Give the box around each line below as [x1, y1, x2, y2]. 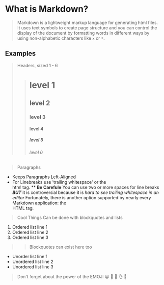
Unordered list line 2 [12, 259, 54, 265]
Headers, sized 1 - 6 [17, 62, 58, 68]
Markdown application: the [12, 200, 66, 206]
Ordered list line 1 [12, 224, 48, 230]
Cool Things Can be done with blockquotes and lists [17, 214, 123, 221]
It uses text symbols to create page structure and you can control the [17, 24, 157, 30]
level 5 [29, 137, 43, 143]
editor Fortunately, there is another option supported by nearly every [12, 195, 151, 201]
